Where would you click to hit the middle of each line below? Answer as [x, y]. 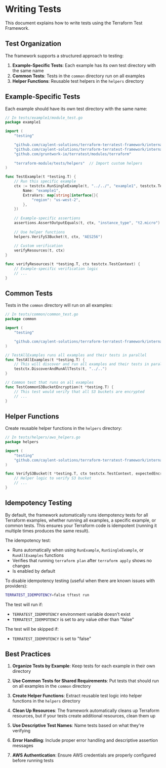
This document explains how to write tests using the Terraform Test [74, 23]
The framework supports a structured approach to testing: [64, 56]
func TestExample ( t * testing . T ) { [41, 177]
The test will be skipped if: [32, 629]
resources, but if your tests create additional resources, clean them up [84, 716]
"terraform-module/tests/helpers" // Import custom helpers [78, 163]
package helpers [22, 442]
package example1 [23, 122]
